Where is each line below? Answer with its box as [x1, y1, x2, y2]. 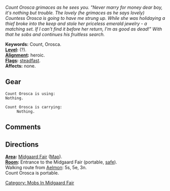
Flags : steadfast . [5, 58, 41, 63]
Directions [5, 140, 39, 149]
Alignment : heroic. [5, 52, 45, 58]
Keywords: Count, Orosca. [5, 41, 62, 47]
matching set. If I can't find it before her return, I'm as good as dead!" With [5, 26, 162, 32]
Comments [5, 123, 41, 131]
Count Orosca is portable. [5, 170, 59, 176]
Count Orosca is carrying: [5, 104, 62, 110]
